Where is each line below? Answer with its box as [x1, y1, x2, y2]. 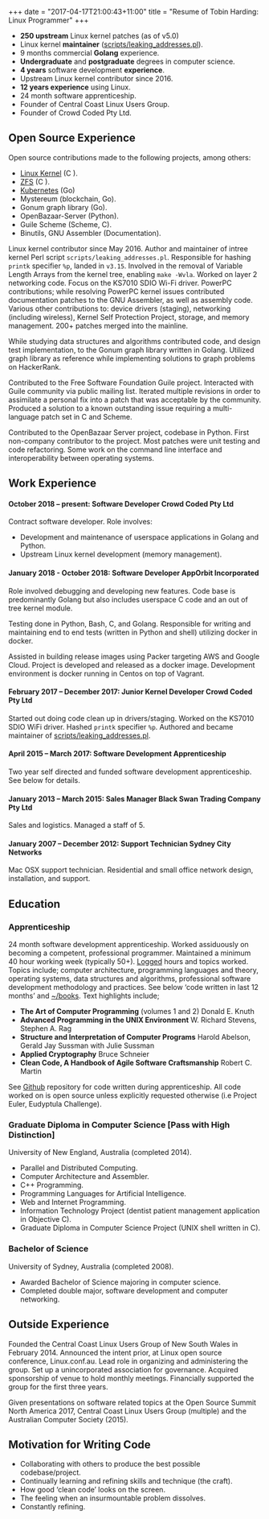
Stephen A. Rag [19, 1024, 72, 1033]
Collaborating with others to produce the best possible [19, 1459, 201, 1469]
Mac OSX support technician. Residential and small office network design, [8, 865, 254, 875]
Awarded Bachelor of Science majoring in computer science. [19, 1277, 221, 1287]
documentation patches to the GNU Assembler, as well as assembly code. [8, 295, 253, 304]
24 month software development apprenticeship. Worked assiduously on [8, 940, 249, 950]
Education [8, 897, 61, 911]
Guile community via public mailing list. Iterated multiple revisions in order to [8, 386, 261, 395]
